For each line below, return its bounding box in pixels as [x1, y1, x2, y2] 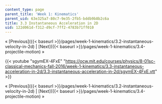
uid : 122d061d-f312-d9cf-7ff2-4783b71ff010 [5, 25, 94, 30]
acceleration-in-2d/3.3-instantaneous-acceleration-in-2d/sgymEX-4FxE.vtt [5, 69, 156, 74]
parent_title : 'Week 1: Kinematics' [5, 12, 79, 17]
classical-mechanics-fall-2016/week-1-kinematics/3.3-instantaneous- [5, 64, 144, 69]
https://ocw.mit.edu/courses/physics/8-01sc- [65, 58, 156, 64]
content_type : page [5, 7, 44, 12]
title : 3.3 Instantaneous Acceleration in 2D [5, 20, 98, 26]
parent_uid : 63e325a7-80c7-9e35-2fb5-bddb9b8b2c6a [5, 16, 109, 21]
